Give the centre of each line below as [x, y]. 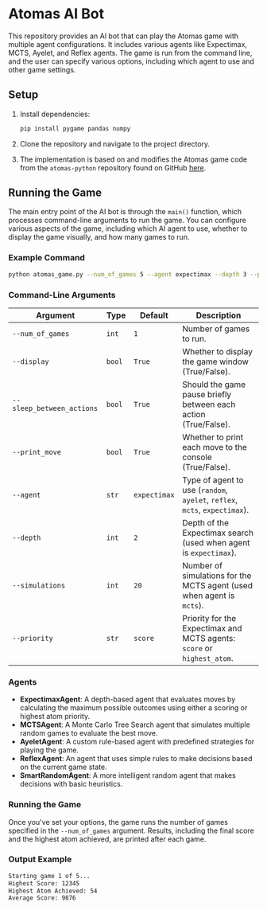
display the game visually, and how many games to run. [99, 237]
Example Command [47, 258]
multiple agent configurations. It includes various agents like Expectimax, [128, 44]
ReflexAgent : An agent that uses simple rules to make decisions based [136, 759]
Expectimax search [218, 533]
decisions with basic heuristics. [71, 784]
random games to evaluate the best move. [89, 733]
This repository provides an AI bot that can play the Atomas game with [124, 36]
